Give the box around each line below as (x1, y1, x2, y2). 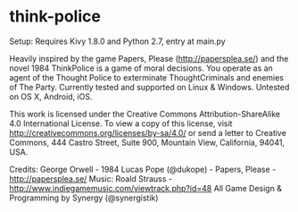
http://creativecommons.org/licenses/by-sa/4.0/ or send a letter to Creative (9, 127, 287, 138)
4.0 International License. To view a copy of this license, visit (9, 118, 233, 129)
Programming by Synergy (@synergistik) (9, 192, 159, 203)
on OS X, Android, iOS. (9, 91, 93, 102)
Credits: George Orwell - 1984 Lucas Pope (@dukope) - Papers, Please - (9, 164, 277, 174)
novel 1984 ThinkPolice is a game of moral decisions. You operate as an (9, 63, 274, 73)
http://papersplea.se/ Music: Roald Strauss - (9, 173, 172, 184)
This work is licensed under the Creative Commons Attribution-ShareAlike (9, 108, 281, 119)
